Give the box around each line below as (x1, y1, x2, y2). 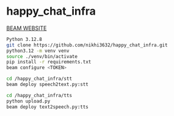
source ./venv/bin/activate (6, 53, 78, 59)
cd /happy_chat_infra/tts (6, 92, 72, 98)
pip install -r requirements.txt (6, 59, 92, 65)
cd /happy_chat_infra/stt (6, 76, 72, 82)
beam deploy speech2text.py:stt (6, 81, 89, 88)
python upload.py (6, 98, 51, 104)
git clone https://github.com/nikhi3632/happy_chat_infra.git (6, 42, 168, 48)
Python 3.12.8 (6, 36, 43, 42)
